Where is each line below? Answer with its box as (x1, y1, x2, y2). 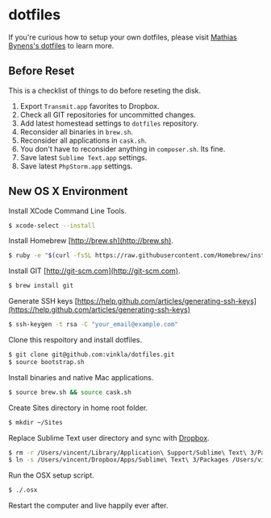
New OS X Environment (8, 184, 128, 198)
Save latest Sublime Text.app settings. (19, 152, 148, 162)
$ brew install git (8, 282, 74, 290)
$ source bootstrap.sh (8, 358, 85, 366)
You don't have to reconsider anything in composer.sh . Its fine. (19, 143, 226, 154)
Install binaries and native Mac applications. (8, 372, 154, 382)
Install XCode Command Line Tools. (8, 205, 127, 215)
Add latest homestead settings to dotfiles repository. (19, 118, 199, 128)
